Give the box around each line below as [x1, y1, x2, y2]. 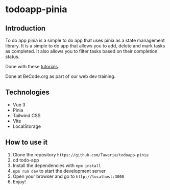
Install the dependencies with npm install [12, 162, 101, 169]
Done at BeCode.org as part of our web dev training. [5, 73, 116, 79]
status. [5, 53, 20, 60]
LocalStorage [12, 123, 41, 129]
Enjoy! [12, 178, 26, 184]
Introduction [5, 24, 46, 33]
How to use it [5, 138, 48, 147]
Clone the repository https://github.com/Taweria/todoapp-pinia [12, 151, 149, 157]
